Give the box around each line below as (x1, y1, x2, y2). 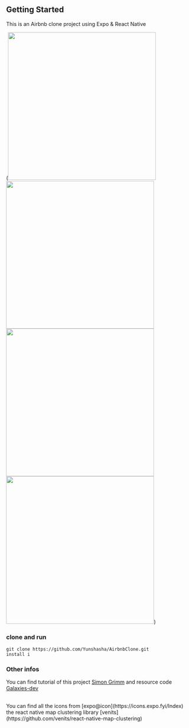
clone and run (6, 633, 47, 641)
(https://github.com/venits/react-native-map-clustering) (6, 715, 143, 722)
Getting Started (6, 5, 64, 15)
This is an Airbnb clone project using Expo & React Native (6, 20, 146, 27)
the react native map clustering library (6, 709, 99, 716)
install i (6, 652, 31, 658)
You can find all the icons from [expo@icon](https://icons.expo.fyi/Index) (6, 703, 184, 710)
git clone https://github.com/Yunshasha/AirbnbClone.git (6, 647, 149, 652)
